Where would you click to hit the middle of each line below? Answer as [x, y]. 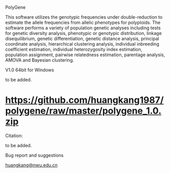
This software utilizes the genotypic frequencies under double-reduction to [84, 17]
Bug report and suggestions [35, 155]
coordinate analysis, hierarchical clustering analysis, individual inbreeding [82, 44]
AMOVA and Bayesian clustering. [40, 60]
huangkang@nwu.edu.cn [31, 165]
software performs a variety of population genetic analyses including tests [83, 28]
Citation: [14, 136]
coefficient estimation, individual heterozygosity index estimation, [74, 49]
